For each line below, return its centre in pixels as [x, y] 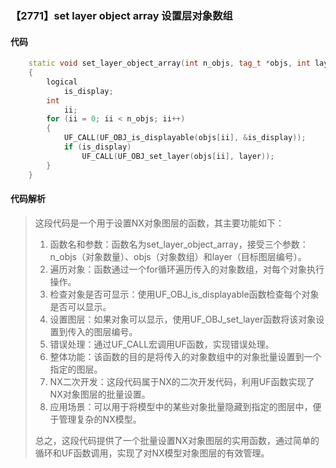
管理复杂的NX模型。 [100, 419]
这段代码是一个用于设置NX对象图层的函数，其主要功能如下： [159, 223]
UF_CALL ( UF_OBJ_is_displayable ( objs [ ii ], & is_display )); [185, 138]
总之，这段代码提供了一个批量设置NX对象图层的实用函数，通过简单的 [177, 440]
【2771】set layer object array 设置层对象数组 [121, 15]
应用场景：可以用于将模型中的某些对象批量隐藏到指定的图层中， [181, 406]
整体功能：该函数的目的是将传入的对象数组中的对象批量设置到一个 [185, 356]
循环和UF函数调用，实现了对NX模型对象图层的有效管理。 [152, 453]
